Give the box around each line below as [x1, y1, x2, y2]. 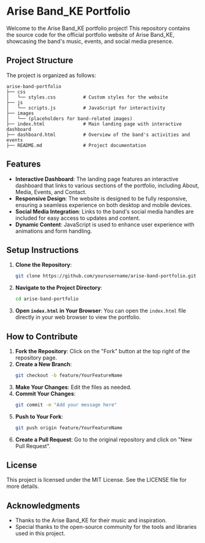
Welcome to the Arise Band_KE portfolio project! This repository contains [6, 24, 190, 32]
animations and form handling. [15, 227, 92, 234]
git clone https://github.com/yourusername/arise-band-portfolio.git [15, 273, 197, 279]
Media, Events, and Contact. [15, 188, 87, 195]
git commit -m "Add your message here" [15, 402, 117, 408]
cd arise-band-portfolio [15, 296, 79, 302]
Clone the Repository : [15, 261, 72, 269]
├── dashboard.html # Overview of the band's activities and [6, 132, 190, 138]
